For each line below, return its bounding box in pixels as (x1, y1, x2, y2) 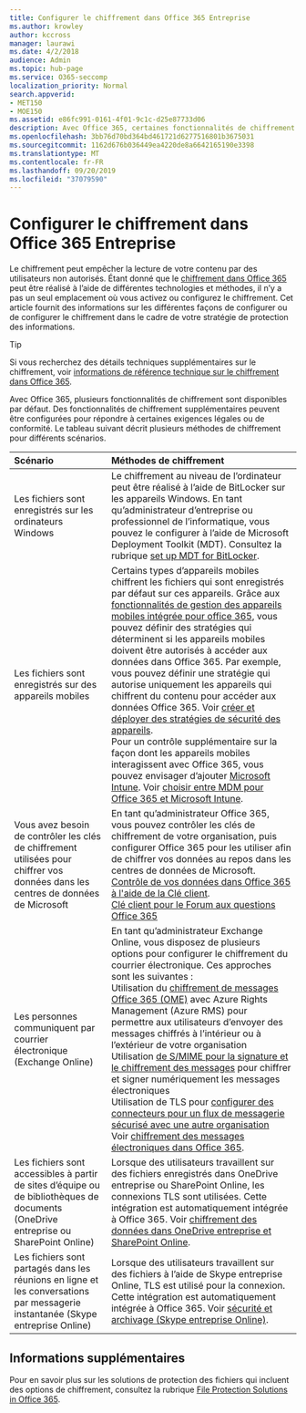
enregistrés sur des (14, 679, 97, 691)
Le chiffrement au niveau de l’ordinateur (110, 470, 282, 483)
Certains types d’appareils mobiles (110, 565, 260, 577)
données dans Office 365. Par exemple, (110, 656, 281, 669)
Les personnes (14, 1010, 77, 1023)
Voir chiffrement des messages (110, 1130, 245, 1143)
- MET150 (9, 98, 43, 108)
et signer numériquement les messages (110, 1073, 280, 1086)
